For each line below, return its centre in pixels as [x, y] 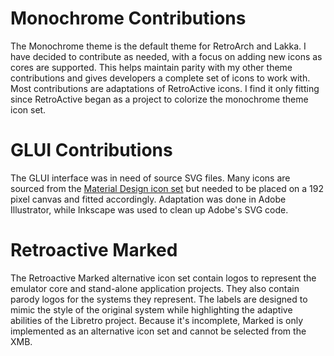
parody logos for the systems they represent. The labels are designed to [159, 299]
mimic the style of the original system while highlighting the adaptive [151, 309]
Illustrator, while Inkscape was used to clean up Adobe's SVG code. [149, 209]
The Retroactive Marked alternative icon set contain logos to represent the [163, 278]
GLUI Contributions [91, 150]
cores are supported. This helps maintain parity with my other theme [151, 67]
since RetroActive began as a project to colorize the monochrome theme [159, 99]
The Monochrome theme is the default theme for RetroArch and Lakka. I [158, 46]
